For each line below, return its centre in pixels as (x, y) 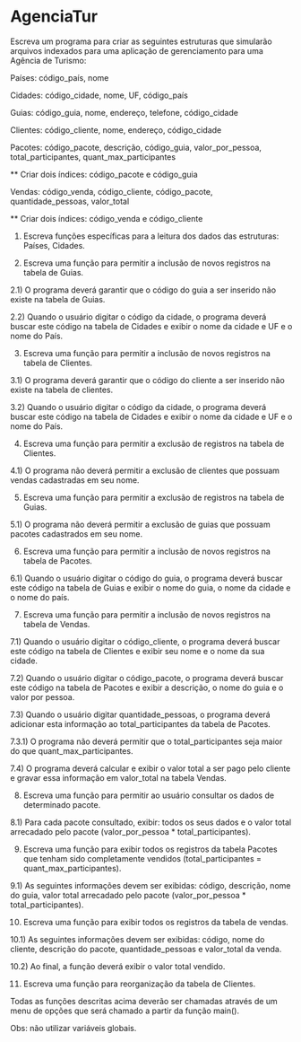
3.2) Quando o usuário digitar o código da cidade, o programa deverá (138, 407)
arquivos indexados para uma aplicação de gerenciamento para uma (137, 50)
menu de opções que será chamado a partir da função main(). (125, 1011)
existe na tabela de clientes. (62, 390)
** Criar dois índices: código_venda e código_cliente (107, 218)
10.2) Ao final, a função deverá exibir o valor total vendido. (118, 966)
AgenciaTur (54, 17)
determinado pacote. (62, 804)
